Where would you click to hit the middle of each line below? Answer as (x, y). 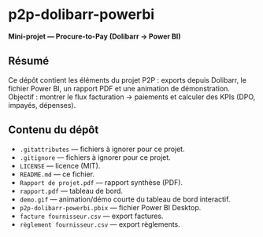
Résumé (29, 61)
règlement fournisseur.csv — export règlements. (100, 224)
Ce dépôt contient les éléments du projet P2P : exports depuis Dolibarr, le (127, 80)
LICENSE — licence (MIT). (60, 165)
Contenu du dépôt (54, 130)
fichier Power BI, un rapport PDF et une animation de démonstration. (119, 88)
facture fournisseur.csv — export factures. (91, 216)
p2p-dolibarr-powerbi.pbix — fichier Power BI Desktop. (110, 207)
